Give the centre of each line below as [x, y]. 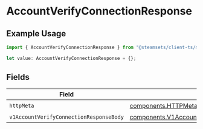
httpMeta [22, 106]
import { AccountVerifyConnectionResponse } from [70, 47]
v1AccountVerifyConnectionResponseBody [66, 117]
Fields [18, 77]
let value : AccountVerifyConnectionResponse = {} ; [71, 58]
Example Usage [36, 34]
